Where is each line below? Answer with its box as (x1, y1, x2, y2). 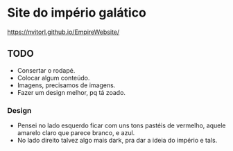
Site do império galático (7, 5, 147, 21)
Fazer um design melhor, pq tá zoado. (17, 88, 126, 96)
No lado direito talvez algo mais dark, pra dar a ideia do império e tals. (17, 136, 218, 145)
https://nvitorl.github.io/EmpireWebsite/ (7, 28, 120, 36)
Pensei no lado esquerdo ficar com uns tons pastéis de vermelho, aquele (17, 121, 227, 130)
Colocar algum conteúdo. (17, 73, 90, 82)
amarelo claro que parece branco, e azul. (17, 129, 135, 137)
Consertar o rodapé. (17, 66, 76, 74)
